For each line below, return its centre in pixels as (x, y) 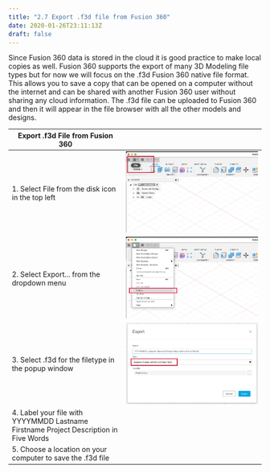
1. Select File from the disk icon (64, 188)
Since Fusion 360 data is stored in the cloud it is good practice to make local (135, 58)
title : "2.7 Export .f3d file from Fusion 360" (90, 17)
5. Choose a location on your (59, 450)
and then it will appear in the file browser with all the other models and (125, 109)
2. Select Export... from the (56, 274)
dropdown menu (39, 282)
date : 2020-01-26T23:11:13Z (55, 25)
